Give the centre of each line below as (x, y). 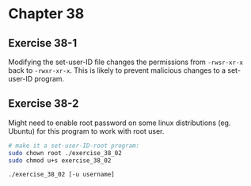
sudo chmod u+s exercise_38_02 (60, 160)
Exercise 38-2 (44, 104)
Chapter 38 (46, 14)
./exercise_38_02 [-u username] (61, 175)
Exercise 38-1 (43, 43)
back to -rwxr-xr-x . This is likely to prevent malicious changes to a (117, 70)
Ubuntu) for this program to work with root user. (86, 131)
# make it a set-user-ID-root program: (74, 146)
